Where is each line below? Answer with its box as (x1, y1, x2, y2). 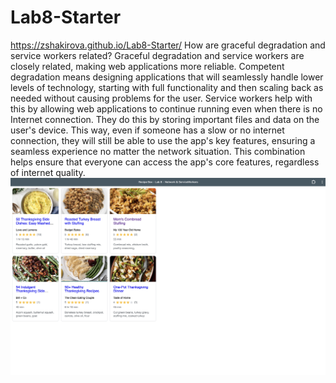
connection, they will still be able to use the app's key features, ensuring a (10, 134, 316, 146)
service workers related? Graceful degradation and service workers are (10, 49, 305, 61)
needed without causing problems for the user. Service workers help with (10, 92, 313, 104)
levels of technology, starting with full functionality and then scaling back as (10, 81, 324, 93)
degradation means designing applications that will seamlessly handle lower (10, 71, 324, 83)
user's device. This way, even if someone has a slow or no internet (10, 124, 285, 136)
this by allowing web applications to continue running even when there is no (10, 102, 323, 115)
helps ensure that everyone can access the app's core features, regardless (10, 156, 320, 168)
